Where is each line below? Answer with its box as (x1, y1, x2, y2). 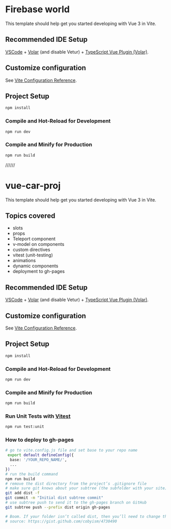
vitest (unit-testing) (12, 252, 53, 258)
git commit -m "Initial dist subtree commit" (5, 495, 103, 500)
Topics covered (5, 211, 55, 220)
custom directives (12, 246, 50, 253)
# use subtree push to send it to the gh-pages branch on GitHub (5, 500, 147, 506)
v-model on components (12, 241, 65, 247)
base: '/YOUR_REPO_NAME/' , (10, 458, 67, 463)
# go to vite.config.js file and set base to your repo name (5, 448, 138, 453)
